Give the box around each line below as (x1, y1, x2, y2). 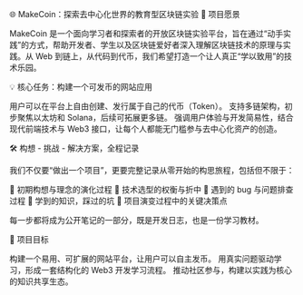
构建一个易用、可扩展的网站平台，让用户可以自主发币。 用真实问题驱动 (9, 253, 274, 264)
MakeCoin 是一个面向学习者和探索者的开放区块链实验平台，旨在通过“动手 (9, 28, 284, 39)
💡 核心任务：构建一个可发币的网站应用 (9, 82, 152, 92)
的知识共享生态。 (9, 276, 73, 287)
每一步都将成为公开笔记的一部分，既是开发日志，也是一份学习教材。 (9, 215, 264, 225)
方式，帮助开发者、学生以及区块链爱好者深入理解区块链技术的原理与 (28, 40, 284, 50)
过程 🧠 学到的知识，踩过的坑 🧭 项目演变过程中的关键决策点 (9, 195, 229, 206)
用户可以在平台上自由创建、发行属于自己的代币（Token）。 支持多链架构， (9, 101, 286, 112)
